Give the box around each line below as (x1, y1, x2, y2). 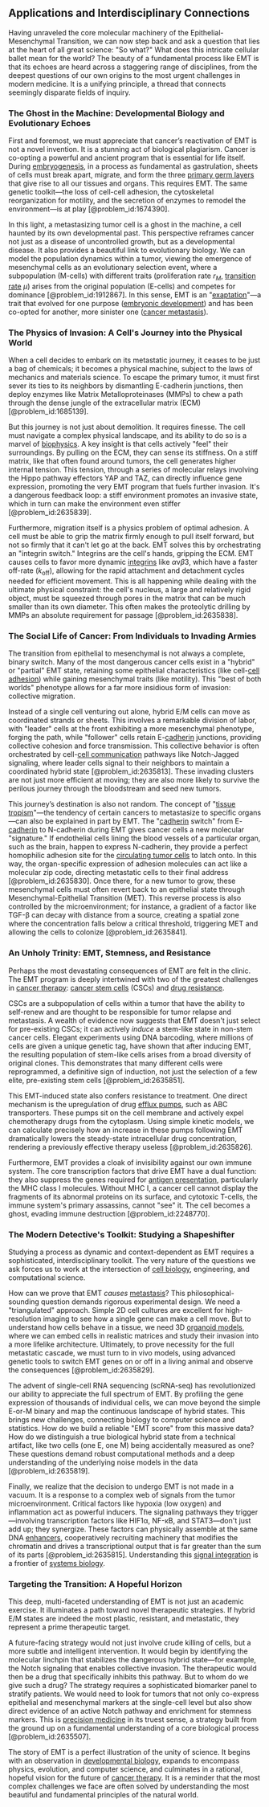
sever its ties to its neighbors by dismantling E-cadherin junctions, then (8, 381, 243, 390)
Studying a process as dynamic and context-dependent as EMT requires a (8, 1247, 255, 1257)
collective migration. (8, 691, 76, 701)
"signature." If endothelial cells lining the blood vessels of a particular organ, (8, 833, 261, 843)
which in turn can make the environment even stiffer (8, 499, 181, 509)
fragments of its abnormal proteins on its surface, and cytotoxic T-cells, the (8, 1192, 259, 1201)
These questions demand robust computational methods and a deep (8, 1449, 235, 1458)
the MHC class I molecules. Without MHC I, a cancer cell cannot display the (8, 1183, 259, 1192)
